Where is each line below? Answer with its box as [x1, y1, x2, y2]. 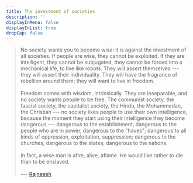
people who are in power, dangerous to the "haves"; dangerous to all [20, 127, 187, 134]
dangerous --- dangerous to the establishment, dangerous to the [20, 121, 177, 128]
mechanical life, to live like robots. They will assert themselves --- [20, 65, 180, 72]
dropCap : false [6, 30, 43, 36]
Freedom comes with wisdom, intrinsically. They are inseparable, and [20, 90, 188, 97]
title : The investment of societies [6, 8, 95, 15]
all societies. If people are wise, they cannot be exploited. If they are [20, 53, 185, 60]
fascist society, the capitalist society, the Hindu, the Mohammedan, [20, 102, 182, 109]
